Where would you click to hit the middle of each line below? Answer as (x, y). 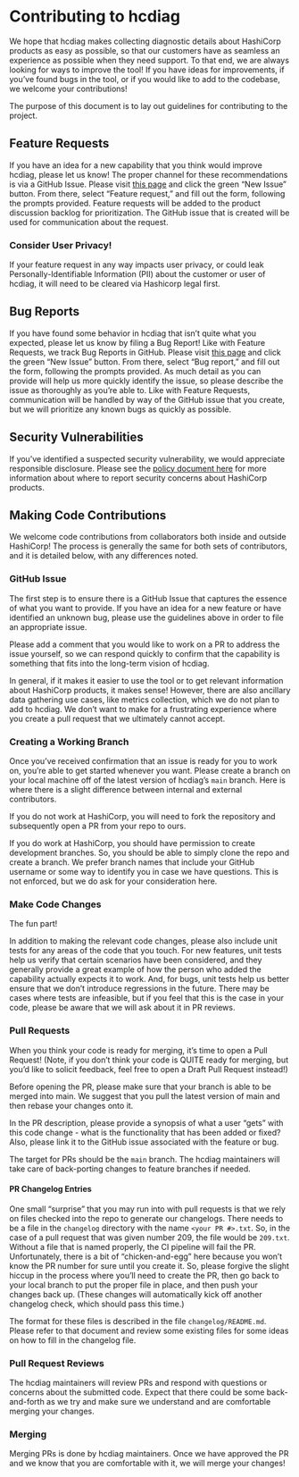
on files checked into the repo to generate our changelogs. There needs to (146, 1218)
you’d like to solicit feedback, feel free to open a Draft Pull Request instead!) (149, 1069)
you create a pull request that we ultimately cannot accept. (117, 718)
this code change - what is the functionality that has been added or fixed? (145, 1132)
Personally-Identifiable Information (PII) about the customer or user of (137, 274)
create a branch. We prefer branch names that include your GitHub (132, 862)
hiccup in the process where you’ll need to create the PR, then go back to (144, 1275)
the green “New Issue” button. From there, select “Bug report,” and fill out (145, 361)
